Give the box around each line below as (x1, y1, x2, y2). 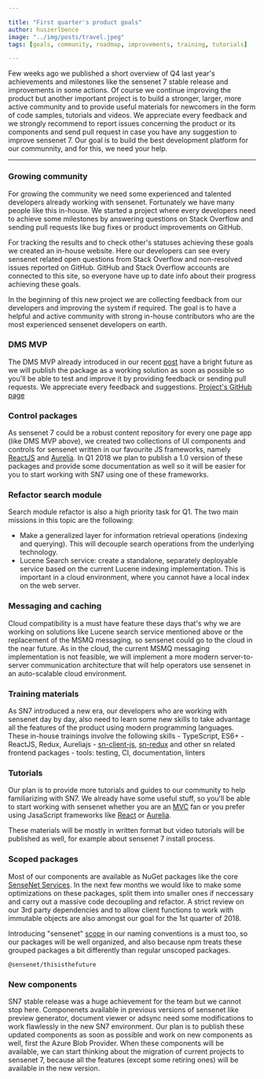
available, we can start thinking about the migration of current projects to (8, 1047, 244, 1056)
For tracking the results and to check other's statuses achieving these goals (8, 238, 254, 247)
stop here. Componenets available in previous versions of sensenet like (8, 1004, 240, 1015)
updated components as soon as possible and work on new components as (8, 1029, 253, 1039)
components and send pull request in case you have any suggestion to (8, 127, 237, 137)
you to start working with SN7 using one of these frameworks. (8, 470, 210, 480)
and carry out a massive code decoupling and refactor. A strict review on (8, 897, 244, 906)
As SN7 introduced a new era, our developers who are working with (8, 706, 228, 716)
